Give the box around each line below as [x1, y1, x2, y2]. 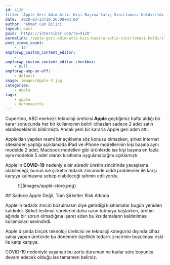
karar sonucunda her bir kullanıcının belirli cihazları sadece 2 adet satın [5, 121, 153, 127]
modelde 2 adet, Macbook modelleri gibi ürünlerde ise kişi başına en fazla [5, 147, 159, 153]
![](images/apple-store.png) [18, 183, 76, 189]
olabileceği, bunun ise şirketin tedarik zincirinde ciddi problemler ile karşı [5, 168, 157, 174]
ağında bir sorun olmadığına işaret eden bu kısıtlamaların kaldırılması [5, 213, 148, 219]
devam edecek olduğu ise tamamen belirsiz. [5, 254, 97, 260]
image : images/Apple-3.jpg [5, 78, 62, 83]
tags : [5, 92, 17, 97]
